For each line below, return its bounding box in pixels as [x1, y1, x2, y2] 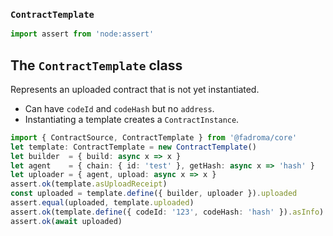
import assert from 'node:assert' [10, 29, 155, 39]
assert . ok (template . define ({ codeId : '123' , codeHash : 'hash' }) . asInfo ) [10, 207, 325, 217]
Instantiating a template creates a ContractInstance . [24, 113, 240, 125]
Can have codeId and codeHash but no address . [24, 102, 215, 114]
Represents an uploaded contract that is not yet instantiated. [10, 83, 260, 95]
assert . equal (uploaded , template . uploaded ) [10, 198, 195, 208]
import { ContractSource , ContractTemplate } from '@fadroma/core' [10, 132, 298, 143]
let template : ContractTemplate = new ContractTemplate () [10, 142, 257, 152]
